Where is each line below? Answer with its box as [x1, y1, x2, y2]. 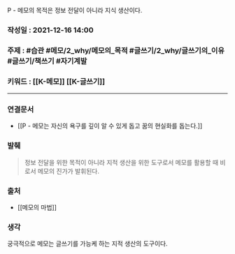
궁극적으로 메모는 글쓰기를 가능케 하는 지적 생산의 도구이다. [7, 239, 168, 248]
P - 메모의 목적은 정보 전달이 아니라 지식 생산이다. [7, 6, 143, 14]
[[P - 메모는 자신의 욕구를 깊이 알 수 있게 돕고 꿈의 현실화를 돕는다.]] [17, 121, 203, 130]
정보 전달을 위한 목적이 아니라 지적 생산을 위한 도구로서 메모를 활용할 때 [24, 158, 219, 166]
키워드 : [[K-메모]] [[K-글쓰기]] [7, 76, 106, 86]
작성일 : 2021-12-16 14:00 [7, 25, 94, 35]
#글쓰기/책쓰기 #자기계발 [7, 56, 87, 66]
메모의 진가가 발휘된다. [37, 167, 100, 175]
